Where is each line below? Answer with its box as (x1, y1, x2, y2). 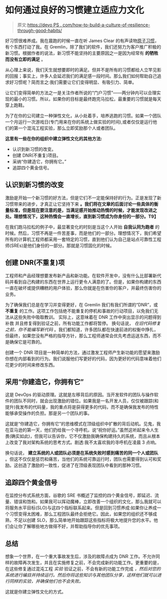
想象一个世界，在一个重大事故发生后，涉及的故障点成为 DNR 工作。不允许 (5, 553, 156, 559)
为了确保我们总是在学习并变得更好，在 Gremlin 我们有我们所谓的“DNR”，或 (5, 301, 158, 307)
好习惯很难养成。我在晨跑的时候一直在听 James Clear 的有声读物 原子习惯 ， (5, 38, 160, 44)
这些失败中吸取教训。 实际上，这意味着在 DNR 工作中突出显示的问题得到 (13, 314, 162, 320)
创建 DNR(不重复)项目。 (12, 152, 61, 158)
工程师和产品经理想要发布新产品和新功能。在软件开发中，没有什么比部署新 (5, 272, 157, 278)
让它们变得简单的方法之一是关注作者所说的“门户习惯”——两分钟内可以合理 (5, 90, 157, 96)
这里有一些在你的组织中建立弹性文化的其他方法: (5, 135, 103, 141)
